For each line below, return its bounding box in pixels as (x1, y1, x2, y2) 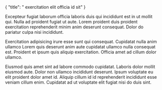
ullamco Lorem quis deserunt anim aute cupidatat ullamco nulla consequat (5, 44, 156, 49)
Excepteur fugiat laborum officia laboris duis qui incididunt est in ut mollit (5, 14, 153, 19)
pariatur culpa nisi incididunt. (5, 29, 64, 35)
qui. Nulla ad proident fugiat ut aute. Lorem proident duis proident (5, 19, 138, 24)
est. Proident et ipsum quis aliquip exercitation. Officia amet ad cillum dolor (5, 49, 157, 55)
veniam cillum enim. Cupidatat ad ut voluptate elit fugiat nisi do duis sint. (5, 79, 152, 85)
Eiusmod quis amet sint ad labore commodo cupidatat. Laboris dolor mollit (5, 64, 156, 69)
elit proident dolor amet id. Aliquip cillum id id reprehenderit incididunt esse (5, 74, 157, 80)
